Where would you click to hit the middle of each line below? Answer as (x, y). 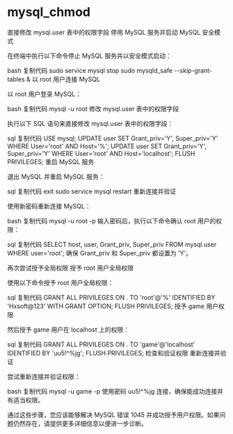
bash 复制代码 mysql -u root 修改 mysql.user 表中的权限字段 (93, 108)
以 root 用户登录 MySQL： (45, 94)
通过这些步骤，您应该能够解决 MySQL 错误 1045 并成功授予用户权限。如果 (113, 415)
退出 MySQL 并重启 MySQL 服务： (56, 176)
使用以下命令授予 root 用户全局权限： (61, 282)
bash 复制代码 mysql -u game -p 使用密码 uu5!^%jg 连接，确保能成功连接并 (115, 391)
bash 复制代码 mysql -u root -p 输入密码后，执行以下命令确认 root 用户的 (112, 220)
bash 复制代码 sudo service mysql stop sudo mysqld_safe (90, 70)
